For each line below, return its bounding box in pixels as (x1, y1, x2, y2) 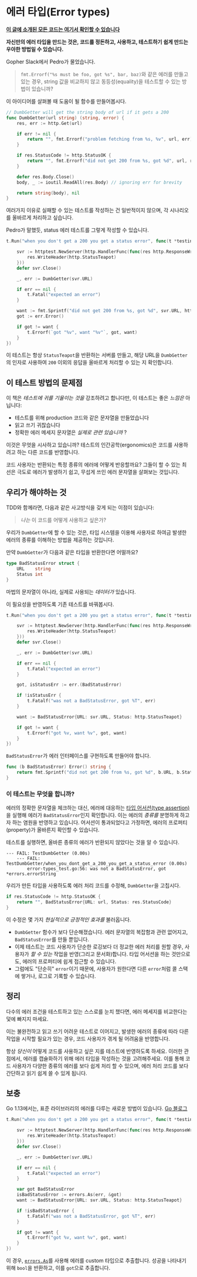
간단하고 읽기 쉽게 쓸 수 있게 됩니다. (6, 1069, 87, 1076)
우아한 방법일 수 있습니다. (6, 45, 64, 53)
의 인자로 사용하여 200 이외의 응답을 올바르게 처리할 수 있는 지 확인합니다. (6, 359, 174, 366)
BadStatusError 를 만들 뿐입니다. (14, 936, 90, 943)
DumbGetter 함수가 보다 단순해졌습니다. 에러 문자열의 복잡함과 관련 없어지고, (14, 928, 188, 936)
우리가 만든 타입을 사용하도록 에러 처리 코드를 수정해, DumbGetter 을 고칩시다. (6, 882, 181, 889)
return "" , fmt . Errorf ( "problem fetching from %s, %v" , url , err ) (27, 136, 193, 143)
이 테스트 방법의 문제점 (6, 378, 83, 388)
